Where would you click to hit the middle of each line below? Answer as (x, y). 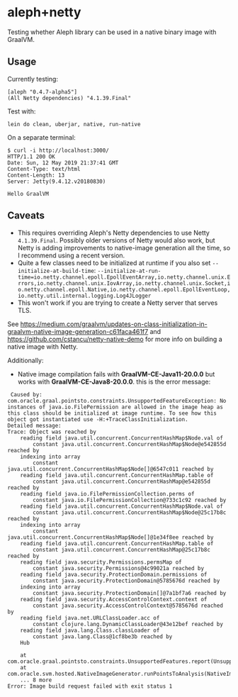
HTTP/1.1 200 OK (31, 157)
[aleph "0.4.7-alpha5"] (42, 92)
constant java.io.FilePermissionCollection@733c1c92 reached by (130, 500)
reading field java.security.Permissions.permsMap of (101, 562)
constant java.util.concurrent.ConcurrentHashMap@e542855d (122, 481)
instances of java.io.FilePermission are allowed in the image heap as (115, 407)
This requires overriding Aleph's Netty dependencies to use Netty (114, 233)
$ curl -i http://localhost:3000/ (58, 150)
